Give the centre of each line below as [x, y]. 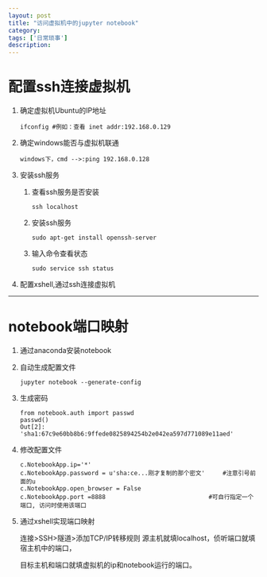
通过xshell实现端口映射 [57, 521]
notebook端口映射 [68, 327]
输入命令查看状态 [60, 254]
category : [25, 30]
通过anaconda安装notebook [66, 350]
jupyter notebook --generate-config [80, 382]
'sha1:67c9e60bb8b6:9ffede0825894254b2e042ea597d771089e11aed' [127, 434]
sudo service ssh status [73, 269]
